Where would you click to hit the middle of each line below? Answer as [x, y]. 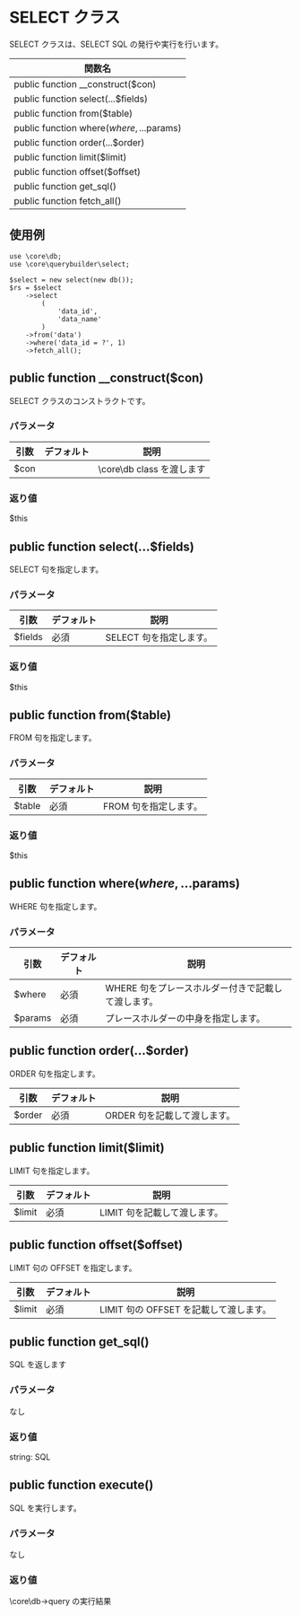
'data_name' [79, 319]
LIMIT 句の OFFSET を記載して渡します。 [185, 1309]
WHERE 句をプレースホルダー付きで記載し [194, 988]
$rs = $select [36, 287]
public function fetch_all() [68, 200]
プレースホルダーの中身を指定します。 [185, 1019]
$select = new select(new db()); [72, 280]
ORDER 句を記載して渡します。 [170, 1115]
